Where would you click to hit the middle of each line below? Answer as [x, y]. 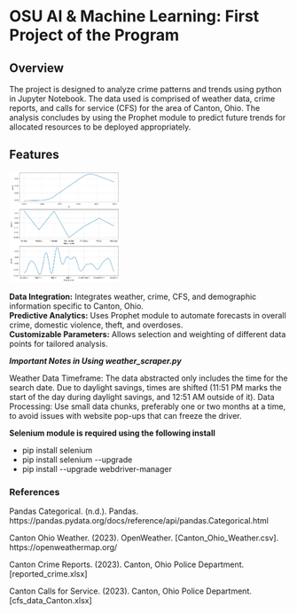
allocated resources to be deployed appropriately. [100, 127]
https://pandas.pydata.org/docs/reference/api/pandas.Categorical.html [139, 521]
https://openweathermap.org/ [63, 547]
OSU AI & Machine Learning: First [134, 16]
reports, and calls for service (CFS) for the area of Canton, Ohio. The [135, 108]
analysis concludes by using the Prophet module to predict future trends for [148, 118]
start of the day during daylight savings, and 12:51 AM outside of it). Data [142, 397]
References [35, 492]
